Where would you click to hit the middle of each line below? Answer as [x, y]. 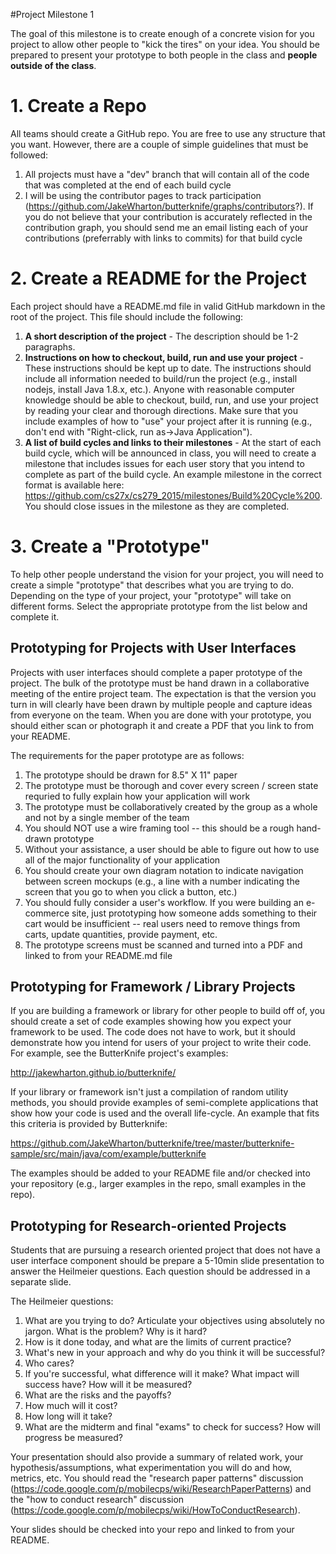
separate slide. [41, 1282]
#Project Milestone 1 [52, 14]
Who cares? [49, 1363]
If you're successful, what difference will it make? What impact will [162, 1374]
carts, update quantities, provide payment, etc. [121, 934]
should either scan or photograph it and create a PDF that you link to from [162, 725]
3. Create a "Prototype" [110, 546]
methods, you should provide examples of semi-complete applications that [164, 1103]
